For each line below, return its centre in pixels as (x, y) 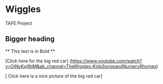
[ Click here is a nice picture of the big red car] (54, 76)
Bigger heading (30, 39)
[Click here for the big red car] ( (38, 61)
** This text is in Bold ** (30, 51)
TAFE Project (19, 23)
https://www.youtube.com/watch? (107, 61)
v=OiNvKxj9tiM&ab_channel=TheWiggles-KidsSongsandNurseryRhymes (81, 66)
